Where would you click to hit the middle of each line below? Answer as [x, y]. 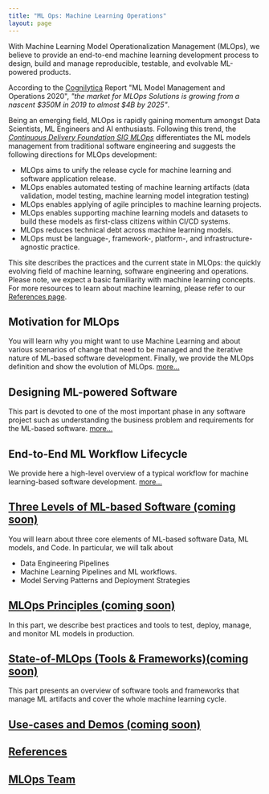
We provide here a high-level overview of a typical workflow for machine [128, 473]
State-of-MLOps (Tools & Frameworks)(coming [128, 658]
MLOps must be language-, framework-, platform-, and [111, 238]
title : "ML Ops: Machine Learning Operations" [88, 16]
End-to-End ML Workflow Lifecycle [98, 454]
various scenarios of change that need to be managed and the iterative [126, 350]
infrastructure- [228, 238]
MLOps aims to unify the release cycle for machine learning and [125, 170]
